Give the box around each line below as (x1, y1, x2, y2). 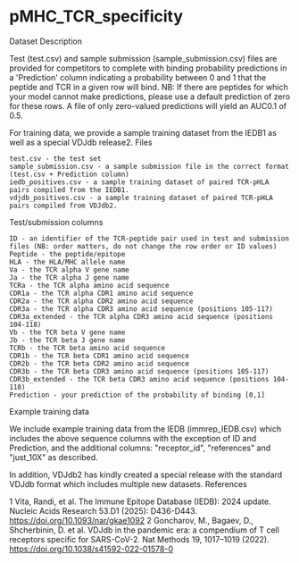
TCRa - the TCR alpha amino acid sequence (9, 281, 170, 290)
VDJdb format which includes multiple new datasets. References (9, 478, 247, 489)
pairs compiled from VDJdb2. (9, 201, 118, 210)
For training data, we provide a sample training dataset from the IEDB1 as (9, 127, 277, 138)
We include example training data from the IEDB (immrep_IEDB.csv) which (9, 423, 282, 434)
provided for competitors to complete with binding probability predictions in (9, 63, 287, 73)
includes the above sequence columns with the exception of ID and (9, 433, 257, 443)
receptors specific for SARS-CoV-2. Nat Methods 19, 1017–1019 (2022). (9, 534, 270, 544)
